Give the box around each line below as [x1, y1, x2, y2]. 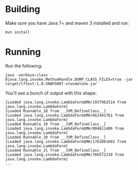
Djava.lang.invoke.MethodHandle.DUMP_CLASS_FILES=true [5, 76, 122, 82]
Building [5, 3, 40, 15]
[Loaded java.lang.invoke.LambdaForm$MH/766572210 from [5, 152, 124, 157]
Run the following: [5, 62, 42, 68]
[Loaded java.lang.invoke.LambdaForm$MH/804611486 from [5, 126, 124, 131]
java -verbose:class [5, 72, 48, 77]
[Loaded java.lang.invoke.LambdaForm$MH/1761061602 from [5, 139, 126, 144]
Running [5, 46, 41, 58]
